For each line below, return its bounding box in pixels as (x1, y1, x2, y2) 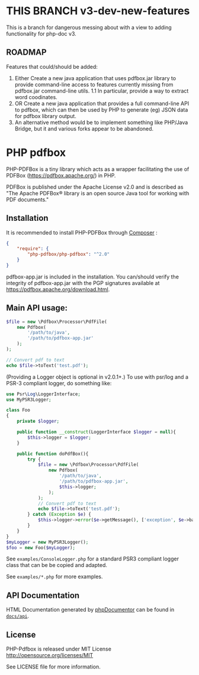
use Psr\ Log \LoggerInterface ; (6, 391, 81, 397)
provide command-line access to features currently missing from (14, 81, 174, 88)
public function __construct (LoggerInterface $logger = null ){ (17, 429, 176, 435)
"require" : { (17, 246, 49, 252)
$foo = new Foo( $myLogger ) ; (6, 544, 76, 550)
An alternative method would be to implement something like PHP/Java (14, 119, 188, 126)
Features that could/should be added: (6, 63, 98, 70)
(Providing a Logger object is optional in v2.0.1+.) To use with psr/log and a (6, 373, 188, 381)
